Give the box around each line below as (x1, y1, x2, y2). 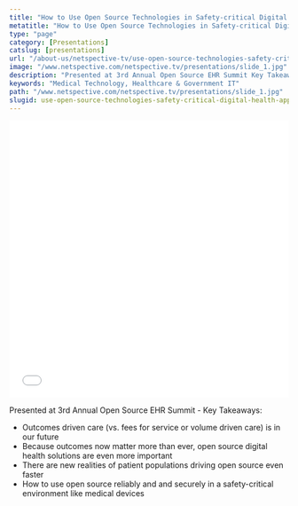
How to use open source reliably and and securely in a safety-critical (21, 478, 274, 489)
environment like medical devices (21, 488, 145, 499)
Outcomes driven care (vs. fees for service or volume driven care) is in (21, 423, 281, 433)
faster (21, 470, 44, 480)
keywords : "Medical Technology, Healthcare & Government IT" (9, 79, 240, 88)
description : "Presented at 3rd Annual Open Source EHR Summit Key (9, 71, 264, 80)
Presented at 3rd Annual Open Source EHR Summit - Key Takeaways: (9, 405, 263, 415)
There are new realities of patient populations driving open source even (21, 460, 284, 470)
